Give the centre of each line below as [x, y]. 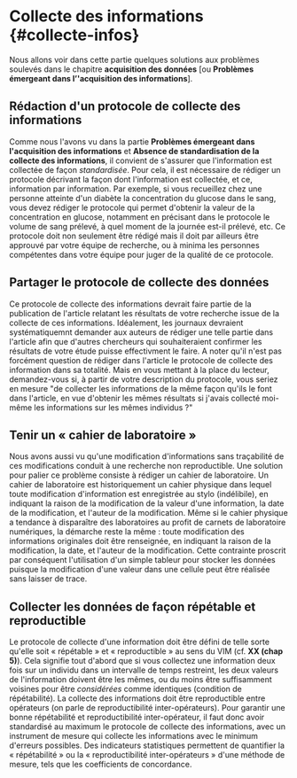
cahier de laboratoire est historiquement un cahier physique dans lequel [141, 485]
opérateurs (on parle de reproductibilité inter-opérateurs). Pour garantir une [147, 708]
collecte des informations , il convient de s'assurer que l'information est [141, 160]
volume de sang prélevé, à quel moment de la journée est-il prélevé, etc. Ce [148, 226]
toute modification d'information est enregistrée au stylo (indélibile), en [139, 494]
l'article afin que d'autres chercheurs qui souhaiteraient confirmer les [136, 341]
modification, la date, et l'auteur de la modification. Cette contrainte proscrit [148, 550]
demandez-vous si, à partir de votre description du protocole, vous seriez [144, 379]
